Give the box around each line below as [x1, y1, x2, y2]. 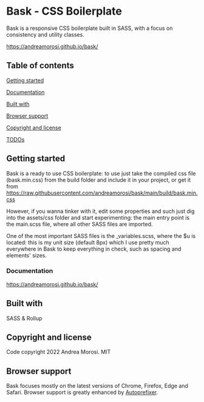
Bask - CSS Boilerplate [6, 4, 123, 18]
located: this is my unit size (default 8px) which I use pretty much [6, 239, 170, 246]
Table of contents [6, 60, 74, 71]
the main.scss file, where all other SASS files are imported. [6, 220, 153, 228]
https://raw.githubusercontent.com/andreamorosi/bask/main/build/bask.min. [6, 189, 198, 196]
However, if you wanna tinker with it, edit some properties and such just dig [6, 207, 195, 215]
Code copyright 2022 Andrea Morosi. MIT [6, 348, 111, 356]
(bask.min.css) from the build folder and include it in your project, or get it [6, 176, 191, 184]
